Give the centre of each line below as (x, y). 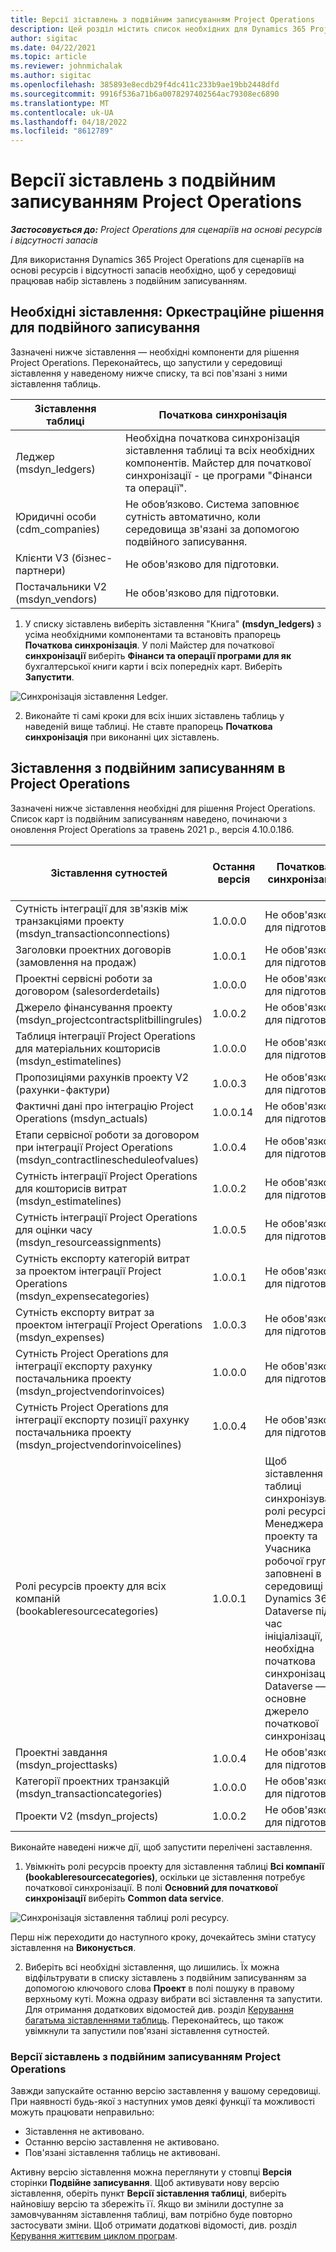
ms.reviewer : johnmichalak (66, 66)
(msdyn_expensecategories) (82, 1296)
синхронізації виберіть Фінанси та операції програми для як (158, 655)
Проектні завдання (61, 1752)
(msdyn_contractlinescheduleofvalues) (107, 1159)
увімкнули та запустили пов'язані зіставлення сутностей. (147, 2030)
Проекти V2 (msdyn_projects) (87, 1816)
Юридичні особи (56, 516)
